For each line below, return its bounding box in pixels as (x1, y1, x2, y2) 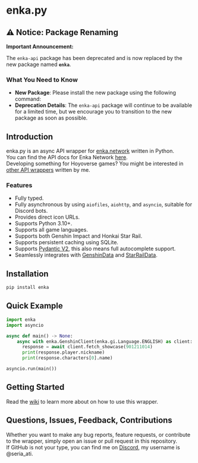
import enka (6, 316, 36, 323)
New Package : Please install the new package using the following (14, 89, 177, 96)
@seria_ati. (6, 450, 33, 457)
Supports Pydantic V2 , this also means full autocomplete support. (14, 245, 176, 253)
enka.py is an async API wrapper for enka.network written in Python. (6, 147, 174, 155)
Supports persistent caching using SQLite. (14, 239, 119, 246)
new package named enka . (6, 61, 71, 68)
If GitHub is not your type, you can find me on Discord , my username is (6, 443, 180, 451)
